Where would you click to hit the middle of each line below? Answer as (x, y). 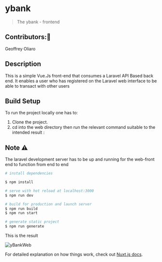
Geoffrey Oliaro (20, 48)
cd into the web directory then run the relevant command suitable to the (84, 127)
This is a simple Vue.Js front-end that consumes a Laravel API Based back (79, 76)
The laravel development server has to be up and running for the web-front (80, 159)
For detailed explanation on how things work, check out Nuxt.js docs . (74, 254)
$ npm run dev (19, 195)
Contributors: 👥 (28, 37)
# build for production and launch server (48, 204)
